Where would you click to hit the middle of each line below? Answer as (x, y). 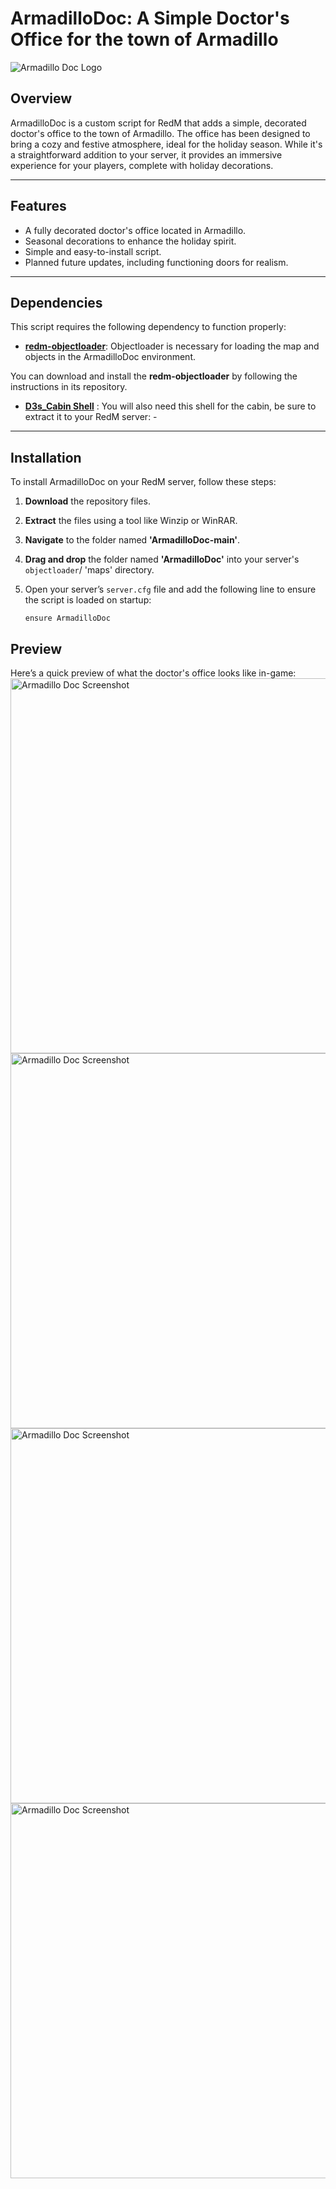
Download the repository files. (87, 501)
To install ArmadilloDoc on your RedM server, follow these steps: (143, 482)
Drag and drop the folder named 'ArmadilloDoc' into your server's (162, 559)
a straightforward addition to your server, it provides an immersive (146, 154)
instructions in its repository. (69, 387)
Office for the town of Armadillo (144, 39)
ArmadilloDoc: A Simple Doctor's (150, 18)
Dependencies (56, 302)
